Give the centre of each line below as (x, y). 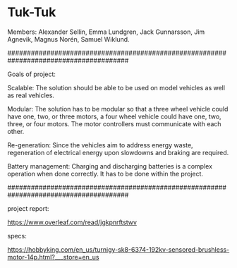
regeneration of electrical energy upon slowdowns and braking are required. (118, 152)
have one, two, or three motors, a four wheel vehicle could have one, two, (114, 116)
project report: (28, 208)
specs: (17, 236)
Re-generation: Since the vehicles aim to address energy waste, (100, 145)
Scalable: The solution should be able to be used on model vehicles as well (116, 87)
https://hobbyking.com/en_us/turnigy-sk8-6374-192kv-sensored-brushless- (119, 249)
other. (16, 131)
